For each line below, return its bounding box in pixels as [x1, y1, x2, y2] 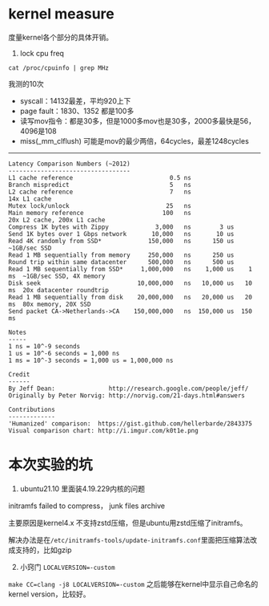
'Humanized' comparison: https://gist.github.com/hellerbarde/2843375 [8, 419, 252, 428]
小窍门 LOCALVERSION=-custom [19, 562, 115, 571]
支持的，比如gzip [14, 545, 72, 555]
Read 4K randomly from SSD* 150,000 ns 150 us [8, 237, 235, 245]
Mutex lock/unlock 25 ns [8, 201, 192, 209]
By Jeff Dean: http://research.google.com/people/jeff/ [8, 384, 249, 392]
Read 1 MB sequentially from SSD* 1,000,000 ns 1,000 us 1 [8, 265, 252, 273]
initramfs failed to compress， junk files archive [8, 501, 166, 510]
